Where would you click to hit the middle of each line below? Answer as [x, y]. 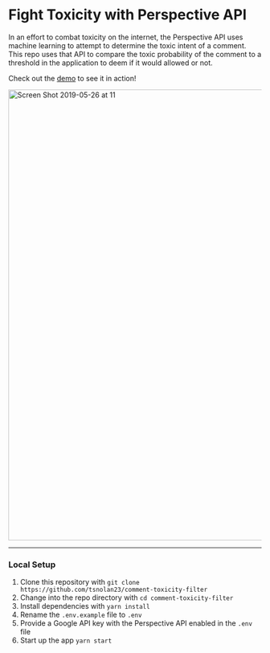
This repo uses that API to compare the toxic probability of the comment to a [135, 54]
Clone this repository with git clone [80, 582]
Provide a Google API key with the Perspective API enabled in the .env [136, 623]
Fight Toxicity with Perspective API [127, 15]
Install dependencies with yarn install [85, 606]
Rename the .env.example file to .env [81, 615]
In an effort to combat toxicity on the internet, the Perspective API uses [126, 37]
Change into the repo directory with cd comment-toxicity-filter [127, 598]
